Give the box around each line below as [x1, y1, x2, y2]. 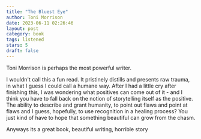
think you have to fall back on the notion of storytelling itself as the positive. [6, 95, 193, 102]
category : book [6, 31, 44, 37]
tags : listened [6, 37, 44, 43]
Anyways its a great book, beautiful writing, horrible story [6, 125, 148, 132]
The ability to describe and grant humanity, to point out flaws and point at [6, 101, 188, 108]
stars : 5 [6, 43, 28, 49]
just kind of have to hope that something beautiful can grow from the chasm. [6, 114, 196, 121]
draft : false [6, 48, 39, 54]
